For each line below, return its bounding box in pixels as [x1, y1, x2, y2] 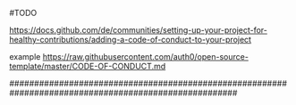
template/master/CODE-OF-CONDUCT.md [9, 61, 166, 71]
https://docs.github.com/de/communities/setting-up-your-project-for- [9, 25, 268, 35]
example [9, 52, 41, 61]
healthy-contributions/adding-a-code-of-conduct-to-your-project [9, 35, 252, 44]
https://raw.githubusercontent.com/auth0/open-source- [42, 52, 249, 61]
